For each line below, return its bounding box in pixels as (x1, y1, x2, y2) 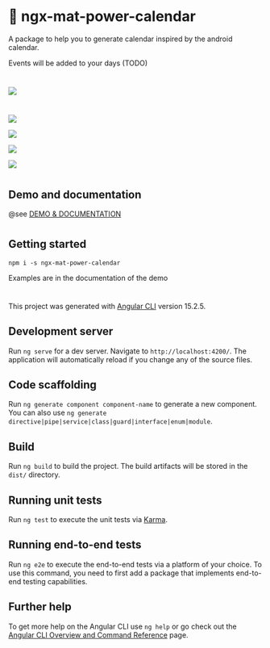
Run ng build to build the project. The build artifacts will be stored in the (8, 462, 248, 471)
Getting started (8, 237, 87, 251)
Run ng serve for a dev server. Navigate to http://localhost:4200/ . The (8, 346, 247, 356)
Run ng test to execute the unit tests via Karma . (8, 514, 168, 524)
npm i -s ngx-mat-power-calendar (8, 258, 121, 267)
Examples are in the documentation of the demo (8, 273, 168, 282)
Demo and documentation (8, 187, 142, 201)
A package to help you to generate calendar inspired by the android (8, 34, 233, 44)
